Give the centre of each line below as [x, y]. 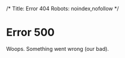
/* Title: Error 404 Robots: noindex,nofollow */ [62, 9]
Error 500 [30, 33]
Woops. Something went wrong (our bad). [57, 49]
